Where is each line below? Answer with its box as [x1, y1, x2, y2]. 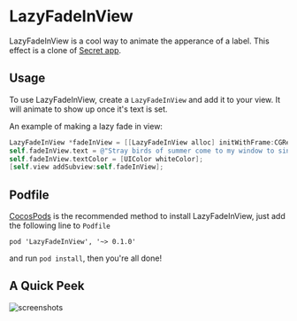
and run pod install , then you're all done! [9, 253, 162, 263]
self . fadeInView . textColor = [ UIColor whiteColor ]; [9, 154, 203, 163]
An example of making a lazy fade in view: [9, 121, 164, 131]
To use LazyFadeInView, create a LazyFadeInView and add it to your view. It [9, 94, 281, 105]
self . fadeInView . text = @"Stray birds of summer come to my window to [9, 146, 275, 155]
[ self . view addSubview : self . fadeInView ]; [9, 162, 164, 172]
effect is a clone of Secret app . [9, 44, 122, 55]
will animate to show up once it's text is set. [9, 104, 168, 114]
